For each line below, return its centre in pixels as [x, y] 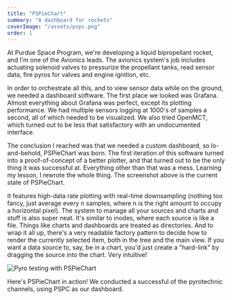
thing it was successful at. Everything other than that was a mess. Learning [114, 168]
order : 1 [20, 33]
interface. [21, 132]
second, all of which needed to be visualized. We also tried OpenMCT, [107, 118]
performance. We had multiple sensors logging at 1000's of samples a [107, 110]
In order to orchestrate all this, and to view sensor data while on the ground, [115, 88]
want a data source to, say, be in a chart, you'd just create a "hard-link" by [113, 247]
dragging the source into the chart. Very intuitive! [77, 255]
